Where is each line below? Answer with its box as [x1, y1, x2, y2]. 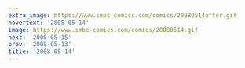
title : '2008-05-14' [8, 48, 76, 55]
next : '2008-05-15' [8, 33, 72, 41]
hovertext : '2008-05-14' [8, 19, 90, 27]
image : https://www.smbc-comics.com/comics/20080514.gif [8, 26, 199, 34]
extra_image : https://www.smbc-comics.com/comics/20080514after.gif [8, 11, 237, 20]
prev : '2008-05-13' [8, 41, 72, 48]
